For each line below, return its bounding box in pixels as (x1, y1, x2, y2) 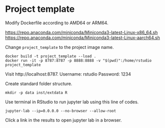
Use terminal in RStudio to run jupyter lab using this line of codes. (5, 99, 139, 105)
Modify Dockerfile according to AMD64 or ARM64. (5, 20, 109, 26)
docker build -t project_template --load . (5, 53, 97, 59)
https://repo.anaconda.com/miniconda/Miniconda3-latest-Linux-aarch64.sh (5, 35, 160, 41)
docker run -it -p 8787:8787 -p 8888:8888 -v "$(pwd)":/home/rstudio (5, 58, 152, 63)
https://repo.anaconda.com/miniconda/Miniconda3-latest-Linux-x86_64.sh (5, 29, 158, 35)
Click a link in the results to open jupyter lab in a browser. (5, 117, 122, 123)
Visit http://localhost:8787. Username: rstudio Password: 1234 (5, 71, 131, 77)
